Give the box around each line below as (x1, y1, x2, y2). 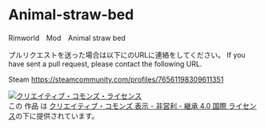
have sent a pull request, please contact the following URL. (8, 58, 203, 69)
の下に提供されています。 (15, 110, 99, 121)
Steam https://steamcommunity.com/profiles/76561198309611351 (8, 74, 224, 84)
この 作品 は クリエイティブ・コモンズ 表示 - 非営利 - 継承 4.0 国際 (8, 101, 227, 110)
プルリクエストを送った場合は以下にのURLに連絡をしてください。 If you (8, 50, 246, 59)
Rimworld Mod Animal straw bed (8, 33, 126, 42)
